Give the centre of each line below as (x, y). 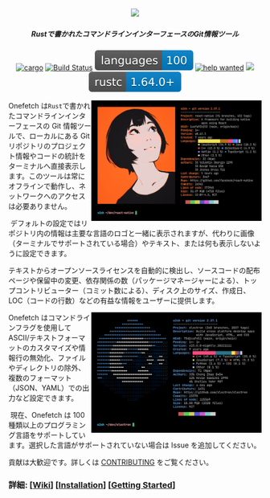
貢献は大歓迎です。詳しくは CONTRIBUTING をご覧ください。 (111, 462)
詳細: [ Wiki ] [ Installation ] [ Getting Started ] (92, 484)
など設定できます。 (47, 398)
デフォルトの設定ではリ (49, 223)
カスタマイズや (54, 347)
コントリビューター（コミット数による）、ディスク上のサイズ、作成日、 (133, 290)
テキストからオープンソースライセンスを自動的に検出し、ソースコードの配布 (135, 270)
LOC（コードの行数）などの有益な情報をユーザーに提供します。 (114, 300)
